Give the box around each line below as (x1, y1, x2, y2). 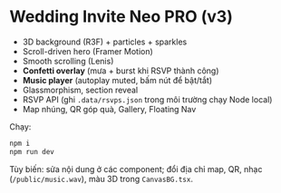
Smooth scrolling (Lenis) (22, 55, 114, 66)
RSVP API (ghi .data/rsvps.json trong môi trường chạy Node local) (22, 93, 273, 105)
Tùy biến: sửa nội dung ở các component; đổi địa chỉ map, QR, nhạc (9, 163, 263, 174)
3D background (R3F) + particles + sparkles (22, 36, 188, 47)
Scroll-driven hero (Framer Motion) (22, 45, 154, 56)
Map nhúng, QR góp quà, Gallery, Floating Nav (22, 103, 197, 114)
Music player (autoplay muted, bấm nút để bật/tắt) (22, 74, 213, 85)
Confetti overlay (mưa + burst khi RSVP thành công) (22, 65, 219, 76)
